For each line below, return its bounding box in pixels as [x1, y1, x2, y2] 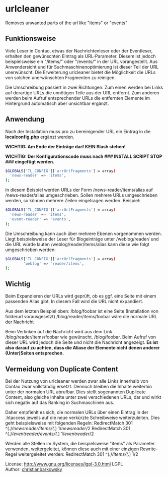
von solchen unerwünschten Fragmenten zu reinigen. [5, 74, 116, 81]
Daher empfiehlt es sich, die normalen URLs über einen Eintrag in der [5, 409, 149, 415]
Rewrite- [140, 446, 158, 452]
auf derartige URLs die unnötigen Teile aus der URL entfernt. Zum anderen [5, 89, 159, 96]
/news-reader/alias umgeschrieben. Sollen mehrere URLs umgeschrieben [5, 192, 158, 198]
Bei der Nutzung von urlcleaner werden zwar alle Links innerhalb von [5, 378, 148, 384]
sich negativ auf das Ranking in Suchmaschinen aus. [5, 399, 115, 405]
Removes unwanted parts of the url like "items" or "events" [5, 20, 128, 26]
